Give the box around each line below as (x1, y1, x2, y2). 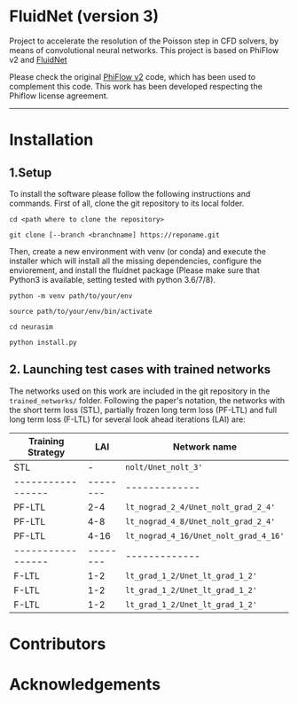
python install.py (9, 338, 77, 347)
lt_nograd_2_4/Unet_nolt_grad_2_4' (125, 502, 276, 512)
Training (27, 434, 65, 447)
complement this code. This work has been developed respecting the (9, 81, 263, 91)
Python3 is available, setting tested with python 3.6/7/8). (9, 274, 216, 285)
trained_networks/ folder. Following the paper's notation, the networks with (9, 394, 286, 405)
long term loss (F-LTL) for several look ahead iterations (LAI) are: (9, 414, 246, 425)
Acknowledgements (9, 675, 161, 695)
